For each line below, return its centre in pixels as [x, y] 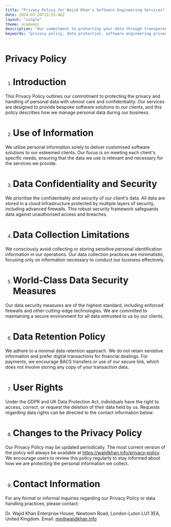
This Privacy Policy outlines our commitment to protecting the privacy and [83, 96]
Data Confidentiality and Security [85, 184]
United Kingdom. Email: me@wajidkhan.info [51, 519]
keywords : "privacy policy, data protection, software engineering [78, 34]
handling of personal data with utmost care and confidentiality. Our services [85, 102]
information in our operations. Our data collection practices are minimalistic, [85, 254]
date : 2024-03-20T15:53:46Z [35, 15]
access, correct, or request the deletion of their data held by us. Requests [83, 407]
